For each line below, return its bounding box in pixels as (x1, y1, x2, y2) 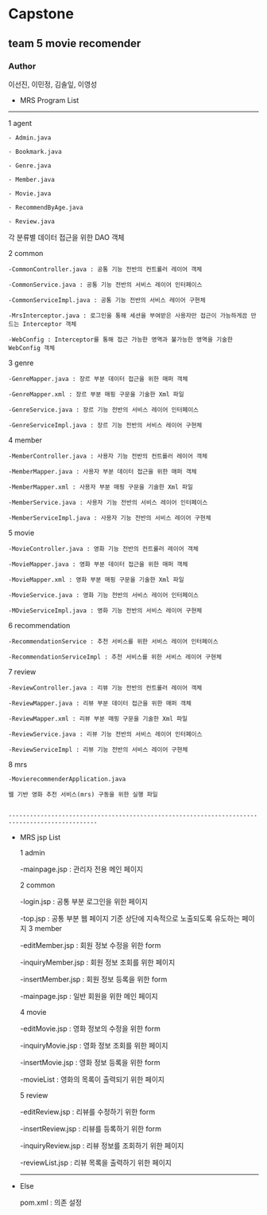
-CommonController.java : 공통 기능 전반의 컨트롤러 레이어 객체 (8, 265, 203, 273)
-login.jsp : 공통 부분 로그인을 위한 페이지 (19, 896, 149, 906)
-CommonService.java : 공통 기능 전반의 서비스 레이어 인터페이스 (8, 281, 203, 289)
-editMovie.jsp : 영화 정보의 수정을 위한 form (19, 1024, 161, 1033)
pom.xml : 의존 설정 (19, 1197, 82, 1207)
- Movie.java (8, 189, 52, 198)
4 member (8, 435, 42, 445)
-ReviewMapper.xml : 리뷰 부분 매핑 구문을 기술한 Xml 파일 (8, 714, 188, 722)
